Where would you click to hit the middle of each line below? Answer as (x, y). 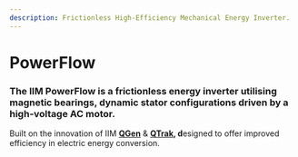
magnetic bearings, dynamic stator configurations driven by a (149, 103)
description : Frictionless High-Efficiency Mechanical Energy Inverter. (150, 18)
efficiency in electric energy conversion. (85, 143)
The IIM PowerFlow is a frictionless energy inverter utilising (143, 91)
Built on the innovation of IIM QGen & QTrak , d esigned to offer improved (144, 133)
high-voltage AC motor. (62, 113)
